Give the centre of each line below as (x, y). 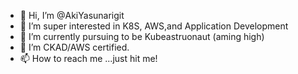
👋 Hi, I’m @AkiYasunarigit (72, 15)
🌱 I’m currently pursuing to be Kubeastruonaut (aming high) (142, 36)
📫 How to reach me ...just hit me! (88, 58)
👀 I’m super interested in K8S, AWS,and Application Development (154, 26)
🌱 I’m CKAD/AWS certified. (74, 47)
